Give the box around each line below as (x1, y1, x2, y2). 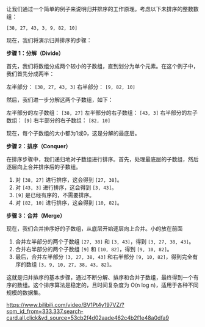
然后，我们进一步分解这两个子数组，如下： (6, 96, 113, 103)
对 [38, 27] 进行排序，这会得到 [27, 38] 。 (15, 176, 123, 183)
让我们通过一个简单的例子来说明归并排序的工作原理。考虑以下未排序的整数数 (6, 5, 199, 12)
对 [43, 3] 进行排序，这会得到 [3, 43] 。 (15, 184, 117, 191)
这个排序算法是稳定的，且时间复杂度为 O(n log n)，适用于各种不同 (32, 281, 199, 289)
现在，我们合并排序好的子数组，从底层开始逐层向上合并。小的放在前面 (6, 225, 183, 232)
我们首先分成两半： (6, 70, 55, 77)
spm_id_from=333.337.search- (6, 307, 84, 315)
